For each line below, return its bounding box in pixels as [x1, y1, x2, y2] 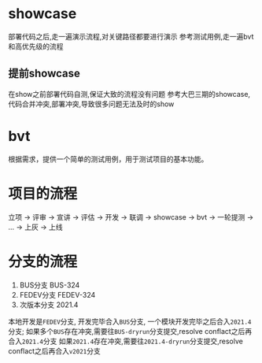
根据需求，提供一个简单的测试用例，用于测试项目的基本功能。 [8, 154, 208, 164]
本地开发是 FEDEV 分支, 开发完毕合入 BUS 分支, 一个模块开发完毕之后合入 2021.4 [8, 317, 252, 326]
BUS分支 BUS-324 [19, 280, 80, 290]
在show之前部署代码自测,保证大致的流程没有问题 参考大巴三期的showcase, [8, 89, 250, 98]
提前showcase [8, 67, 81, 80]
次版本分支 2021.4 [19, 300, 79, 309]
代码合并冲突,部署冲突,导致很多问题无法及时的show [8, 99, 175, 109]
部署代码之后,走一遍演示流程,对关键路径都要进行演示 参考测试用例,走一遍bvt [8, 31, 254, 41]
